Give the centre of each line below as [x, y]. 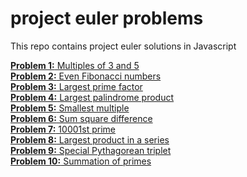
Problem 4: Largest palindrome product [92, 97]
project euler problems [107, 18]
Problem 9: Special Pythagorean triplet [91, 150]
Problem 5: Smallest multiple [70, 108]
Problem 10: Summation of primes [81, 161]
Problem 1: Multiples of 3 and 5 [75, 65]
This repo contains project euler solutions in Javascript [123, 46]
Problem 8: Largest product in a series [90, 139]
